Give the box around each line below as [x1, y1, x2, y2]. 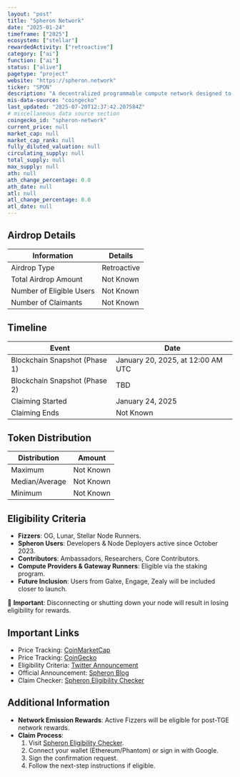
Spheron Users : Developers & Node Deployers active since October [17, 539, 219, 548]
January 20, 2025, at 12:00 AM [115, 355, 224, 365]
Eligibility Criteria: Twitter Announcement [17, 661, 139, 670]
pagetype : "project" [7, 70, 69, 77]
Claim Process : [17, 731, 64, 739]
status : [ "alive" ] [7, 64, 62, 71]
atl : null [7, 190, 37, 197]
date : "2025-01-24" [7, 24, 66, 31]
